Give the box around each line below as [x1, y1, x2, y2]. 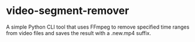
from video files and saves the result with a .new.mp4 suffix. [6, 29, 151, 36]
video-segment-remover [6, 4, 129, 17]
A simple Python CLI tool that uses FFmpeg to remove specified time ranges [6, 23, 190, 30]
